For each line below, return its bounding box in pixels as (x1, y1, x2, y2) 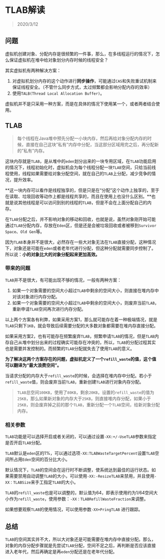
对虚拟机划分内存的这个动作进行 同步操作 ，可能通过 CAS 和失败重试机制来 (12, 78, 157, 84)
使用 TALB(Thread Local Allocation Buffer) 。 (12, 90, 105, 96)
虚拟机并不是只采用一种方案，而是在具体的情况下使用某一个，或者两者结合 (5, 101, 156, 107)
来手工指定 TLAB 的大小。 (30, 479, 79, 485)
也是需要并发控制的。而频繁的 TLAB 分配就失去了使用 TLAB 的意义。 (5, 345, 135, 351)
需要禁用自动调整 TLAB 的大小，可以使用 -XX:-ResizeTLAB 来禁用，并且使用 (9, 473, 155, 479)
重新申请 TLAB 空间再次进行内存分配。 (12, 306, 86, 312)
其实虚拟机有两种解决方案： (5, 67, 61, 73)
